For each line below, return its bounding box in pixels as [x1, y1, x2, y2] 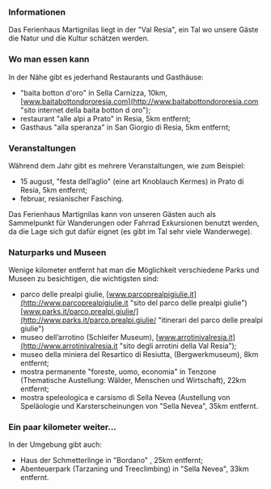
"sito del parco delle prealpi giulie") [129, 298, 248, 308]
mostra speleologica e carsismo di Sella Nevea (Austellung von [19, 393, 231, 402]
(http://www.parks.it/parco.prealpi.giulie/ [19, 315, 157, 325]
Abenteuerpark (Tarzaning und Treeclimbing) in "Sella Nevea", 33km [19, 464, 249, 474]
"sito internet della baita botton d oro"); [19, 104, 151, 115]
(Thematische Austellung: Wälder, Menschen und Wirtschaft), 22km [19, 376, 247, 385]
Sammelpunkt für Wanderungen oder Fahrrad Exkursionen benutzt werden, [8, 218, 260, 227]
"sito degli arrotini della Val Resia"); [119, 341, 237, 351]
